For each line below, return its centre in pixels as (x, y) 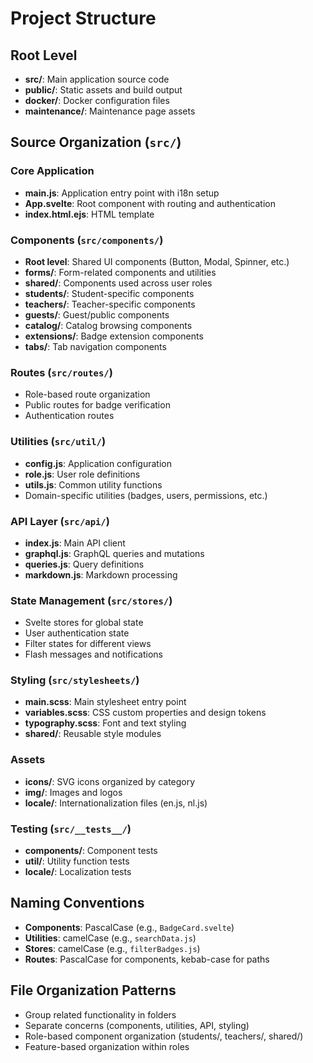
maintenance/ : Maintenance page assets (110, 111)
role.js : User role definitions (82, 474)
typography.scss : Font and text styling (105, 723)
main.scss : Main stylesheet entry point (105, 702)
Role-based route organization (87, 394)
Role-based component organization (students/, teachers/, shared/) (164, 1036)
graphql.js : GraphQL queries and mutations (114, 553)
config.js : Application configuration (98, 463)
